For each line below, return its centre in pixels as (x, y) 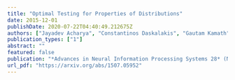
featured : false (31, 53)
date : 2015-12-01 (33, 20)
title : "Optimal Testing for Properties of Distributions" (95, 14)
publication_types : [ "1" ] (45, 40)
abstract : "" (26, 46)
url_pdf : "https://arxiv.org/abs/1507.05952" (74, 65)
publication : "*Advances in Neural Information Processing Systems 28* (114, 59)
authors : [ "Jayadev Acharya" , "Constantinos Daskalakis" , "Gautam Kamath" (119, 33)
